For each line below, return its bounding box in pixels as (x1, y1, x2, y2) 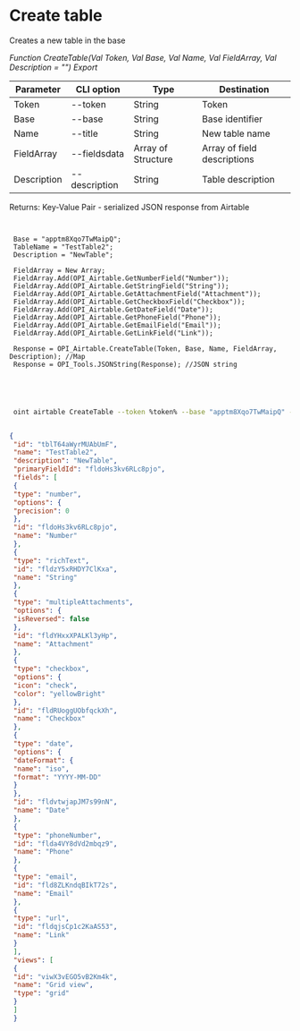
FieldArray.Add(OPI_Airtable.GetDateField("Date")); (12, 305, 214, 314)
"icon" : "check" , (12, 681, 78, 690)
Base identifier (202, 113, 263, 125)
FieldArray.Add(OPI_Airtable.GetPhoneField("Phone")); (12, 312, 221, 322)
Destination (218, 82, 270, 95)
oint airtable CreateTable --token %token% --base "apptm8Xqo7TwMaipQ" (12, 407, 286, 416)
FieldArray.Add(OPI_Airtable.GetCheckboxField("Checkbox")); (12, 297, 246, 306)
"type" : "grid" (12, 989, 70, 998)
